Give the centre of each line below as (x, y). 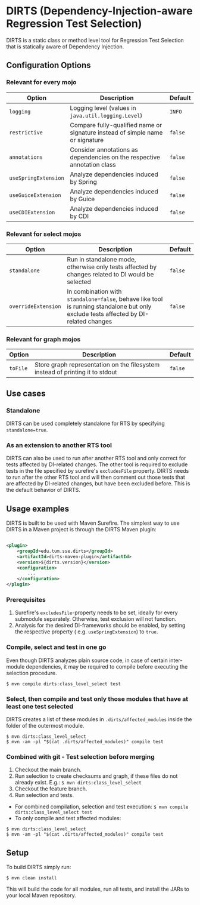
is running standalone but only (109, 306)
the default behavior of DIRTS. (43, 490)
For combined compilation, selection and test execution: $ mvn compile (101, 807)
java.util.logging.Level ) (106, 115)
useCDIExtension (32, 212)
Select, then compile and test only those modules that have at (97, 698)
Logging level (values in (103, 107)
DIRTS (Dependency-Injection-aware (99, 11)
